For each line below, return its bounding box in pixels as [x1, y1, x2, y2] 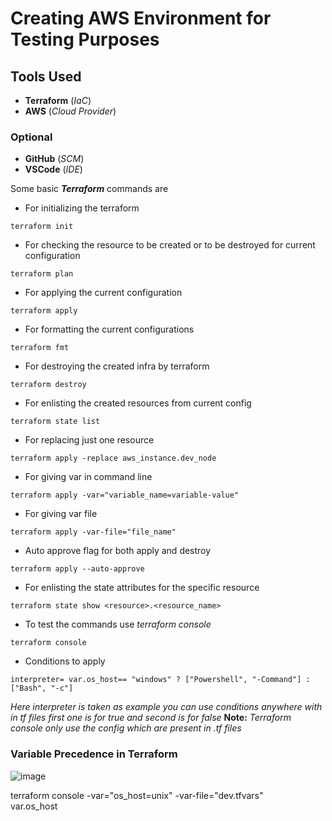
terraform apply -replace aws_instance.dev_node [10, 453, 217, 464]
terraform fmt [10, 343, 70, 353]
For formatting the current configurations [24, 323, 195, 336]
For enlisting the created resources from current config [24, 397, 252, 409]
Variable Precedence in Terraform [10, 747, 178, 761]
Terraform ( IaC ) [24, 95, 92, 106]
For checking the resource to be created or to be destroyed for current [24, 239, 316, 251]
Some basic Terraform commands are [10, 183, 169, 195]
